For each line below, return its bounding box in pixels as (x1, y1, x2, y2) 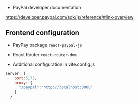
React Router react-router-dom (12, 51, 77, 57)
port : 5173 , (14, 75, 37, 81)
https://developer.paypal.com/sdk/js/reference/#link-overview (5, 14, 134, 20)
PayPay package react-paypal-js (12, 42, 82, 48)
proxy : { (14, 80, 33, 85)
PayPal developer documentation (12, 5, 81, 10)
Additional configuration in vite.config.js (12, 61, 95, 67)
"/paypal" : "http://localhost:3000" (18, 85, 93, 90)
